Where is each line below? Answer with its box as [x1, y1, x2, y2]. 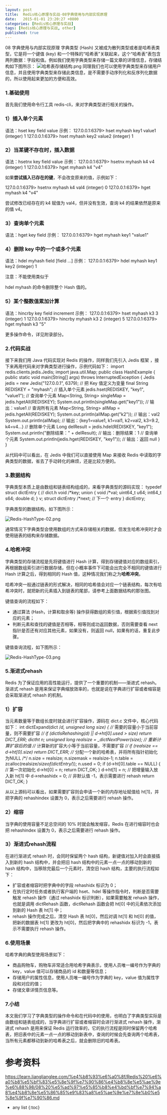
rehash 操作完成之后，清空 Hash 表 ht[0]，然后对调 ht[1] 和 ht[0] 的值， [12, 913, 159, 919]
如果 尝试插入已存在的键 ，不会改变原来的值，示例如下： [5, 174, 118, 180]
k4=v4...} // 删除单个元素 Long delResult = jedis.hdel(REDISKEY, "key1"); [5, 424, 153, 430]
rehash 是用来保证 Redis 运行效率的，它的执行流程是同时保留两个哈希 [14, 1025, 158, 1031]
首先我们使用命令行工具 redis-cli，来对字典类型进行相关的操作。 [5, 101, 137, 107]
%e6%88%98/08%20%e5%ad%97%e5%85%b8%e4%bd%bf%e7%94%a [5, 1084, 162, 1090]
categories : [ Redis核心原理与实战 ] [5, 21, 74, 26]
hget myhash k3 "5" [5, 321, 46, 327]
